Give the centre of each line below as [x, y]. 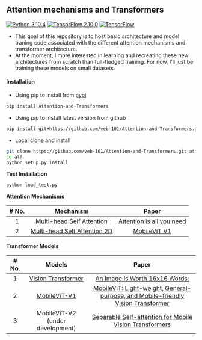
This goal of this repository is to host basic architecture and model [97, 36]
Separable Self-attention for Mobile [142, 317]
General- [178, 288]
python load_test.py [32, 185]
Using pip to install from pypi [50, 95]
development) [56, 329]
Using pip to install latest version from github [70, 117]
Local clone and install [43, 140]
